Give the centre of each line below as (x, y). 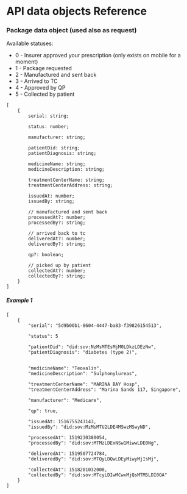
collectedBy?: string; (57, 276)
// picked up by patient (60, 266)
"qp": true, (44, 411)
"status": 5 (44, 337)
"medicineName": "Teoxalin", (65, 368)
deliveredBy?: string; (57, 244)
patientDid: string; (54, 148)
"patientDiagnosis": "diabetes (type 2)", (83, 353)
